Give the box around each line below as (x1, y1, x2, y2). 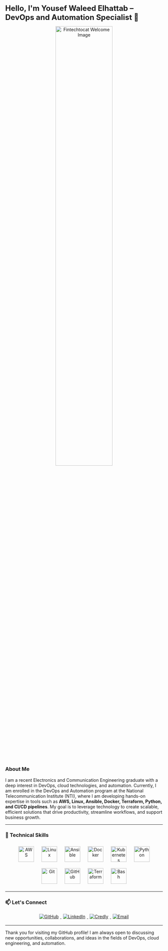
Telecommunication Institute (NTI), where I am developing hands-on (5, 793, 146, 799)
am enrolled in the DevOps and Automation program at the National (5, 788, 144, 794)
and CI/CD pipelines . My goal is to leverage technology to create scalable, (5, 803, 159, 810)
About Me (5, 766, 30, 773)
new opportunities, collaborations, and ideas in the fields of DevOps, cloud (5, 935, 159, 941)
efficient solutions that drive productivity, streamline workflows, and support (5, 809, 162, 815)
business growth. (5, 814, 41, 820)
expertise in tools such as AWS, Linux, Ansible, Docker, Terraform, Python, (5, 798, 162, 804)
